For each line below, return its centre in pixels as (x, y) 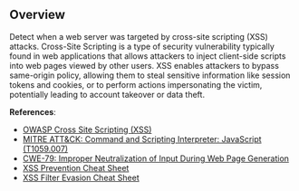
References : (33, 111)
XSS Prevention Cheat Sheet (76, 167)
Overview (38, 15)
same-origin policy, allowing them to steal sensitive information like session (150, 75)
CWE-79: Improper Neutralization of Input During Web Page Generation (156, 158)
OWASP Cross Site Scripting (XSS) (87, 129)
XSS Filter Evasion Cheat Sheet (81, 177)
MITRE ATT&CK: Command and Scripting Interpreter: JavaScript (142, 138)
